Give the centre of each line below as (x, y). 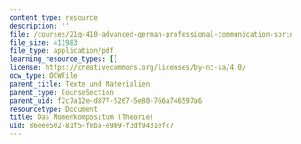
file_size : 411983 (43, 42)
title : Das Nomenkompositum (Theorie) (82, 117)
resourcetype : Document (54, 109)
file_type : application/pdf (62, 51)
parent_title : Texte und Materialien (80, 84)
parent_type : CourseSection (62, 92)
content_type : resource (54, 17)
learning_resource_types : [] (64, 59)
